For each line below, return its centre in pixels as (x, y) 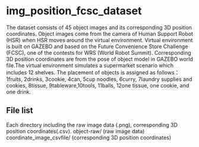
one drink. (19, 92)
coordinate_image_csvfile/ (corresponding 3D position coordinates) (89, 137)
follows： (168, 72)
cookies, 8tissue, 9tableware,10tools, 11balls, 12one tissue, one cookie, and (98, 85)
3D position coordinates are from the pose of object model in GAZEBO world (99, 59)
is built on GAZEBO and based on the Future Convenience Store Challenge (97, 46)
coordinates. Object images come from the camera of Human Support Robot (99, 33)
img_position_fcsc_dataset (74, 11)
